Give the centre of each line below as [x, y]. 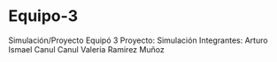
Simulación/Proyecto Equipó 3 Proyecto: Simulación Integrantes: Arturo [138, 40]
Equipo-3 [43, 16]
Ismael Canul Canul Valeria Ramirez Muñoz [86, 49]
